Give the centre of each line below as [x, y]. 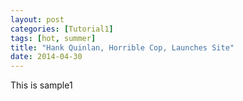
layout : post [37, 19]
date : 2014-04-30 [46, 57]
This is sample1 [41, 85]
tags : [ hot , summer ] [53, 38]
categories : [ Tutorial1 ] [62, 29]
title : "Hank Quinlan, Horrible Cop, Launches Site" [122, 47]
